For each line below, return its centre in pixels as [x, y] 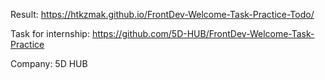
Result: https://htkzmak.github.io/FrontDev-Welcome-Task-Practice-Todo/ [162, 14]
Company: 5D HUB [49, 63]
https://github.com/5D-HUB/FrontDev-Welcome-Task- [203, 33]
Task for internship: [50, 33]
